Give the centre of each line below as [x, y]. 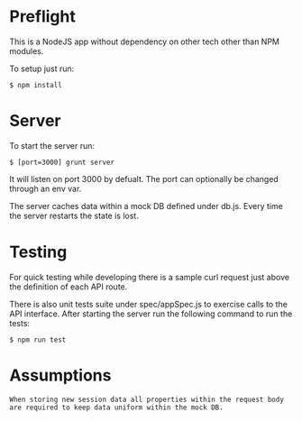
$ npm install [36, 85]
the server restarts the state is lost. [74, 215]
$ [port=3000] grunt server [62, 162]
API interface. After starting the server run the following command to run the [151, 314]
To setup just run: [42, 69]
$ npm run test [38, 340]
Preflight [43, 17]
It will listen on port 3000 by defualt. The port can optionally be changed [144, 178]
